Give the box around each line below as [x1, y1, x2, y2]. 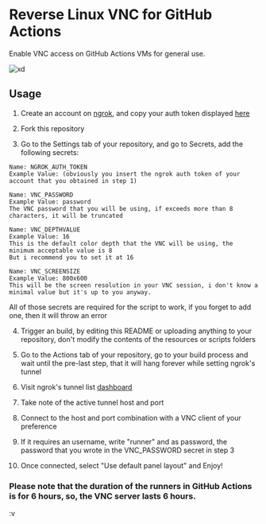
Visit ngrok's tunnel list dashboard [20, 382, 133, 391]
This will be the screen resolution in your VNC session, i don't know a [9, 281, 259, 289]
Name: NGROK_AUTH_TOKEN [9, 163, 88, 171]
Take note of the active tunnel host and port [20, 398, 164, 407]
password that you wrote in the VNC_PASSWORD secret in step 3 [20, 445, 235, 455]
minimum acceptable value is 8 [9, 246, 113, 254]
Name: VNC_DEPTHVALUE [9, 225, 81, 234]
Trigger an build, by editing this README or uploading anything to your [20, 326, 253, 336]
